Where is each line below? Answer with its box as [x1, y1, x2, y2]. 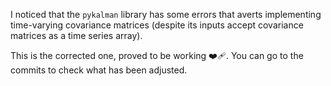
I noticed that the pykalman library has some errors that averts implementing [10, 9, 322, 20]
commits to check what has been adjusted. [10, 64, 188, 76]
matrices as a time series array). [10, 30, 143, 41]
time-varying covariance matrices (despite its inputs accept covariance [10, 19, 304, 31]
